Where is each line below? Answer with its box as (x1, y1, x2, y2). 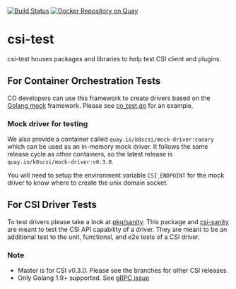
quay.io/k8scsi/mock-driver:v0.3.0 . (7, 157, 114, 166)
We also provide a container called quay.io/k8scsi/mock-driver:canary (7, 135, 214, 144)
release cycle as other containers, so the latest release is (7, 150, 173, 159)
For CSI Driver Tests (7, 199, 97, 211)
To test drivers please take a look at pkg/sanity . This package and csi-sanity (7, 217, 229, 226)
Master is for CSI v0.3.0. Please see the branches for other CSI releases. (17, 266, 228, 275)
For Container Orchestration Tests (7, 75, 161, 87)
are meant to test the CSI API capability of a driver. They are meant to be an (7, 225, 228, 233)
